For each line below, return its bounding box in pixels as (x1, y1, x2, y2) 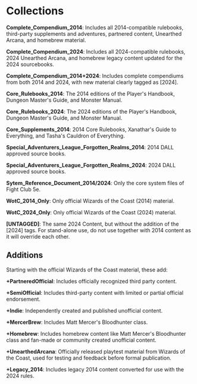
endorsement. (6, 295, 40, 302)
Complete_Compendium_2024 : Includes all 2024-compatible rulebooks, (6, 48, 186, 55)
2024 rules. (6, 372, 35, 379)
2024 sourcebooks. (6, 61, 55, 68)
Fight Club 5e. (6, 186, 40, 193)
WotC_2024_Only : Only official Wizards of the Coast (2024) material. (6, 208, 177, 216)
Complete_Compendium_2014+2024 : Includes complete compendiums (6, 72, 184, 79)
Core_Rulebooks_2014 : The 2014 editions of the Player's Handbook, (6, 90, 175, 97)
